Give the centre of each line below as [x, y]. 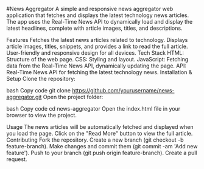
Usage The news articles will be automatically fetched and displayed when [100, 127]
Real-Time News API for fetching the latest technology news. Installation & [99, 72]
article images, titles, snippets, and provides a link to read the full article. [97, 46]
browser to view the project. [42, 115]
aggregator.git [24, 97]
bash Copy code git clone [39, 90]
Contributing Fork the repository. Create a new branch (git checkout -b [95, 140]
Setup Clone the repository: [41, 79]
